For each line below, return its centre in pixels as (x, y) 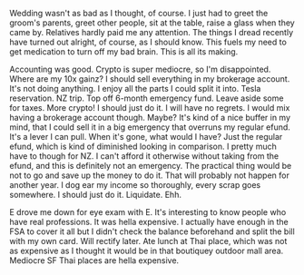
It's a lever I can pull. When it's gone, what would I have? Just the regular (146, 137)
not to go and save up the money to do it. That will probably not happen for (150, 175)
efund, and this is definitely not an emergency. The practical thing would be (151, 166)
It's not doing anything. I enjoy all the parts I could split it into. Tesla (135, 88)
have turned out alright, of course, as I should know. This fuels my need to (148, 42)
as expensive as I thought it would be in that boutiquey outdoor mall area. (147, 250)
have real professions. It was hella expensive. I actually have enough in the (149, 222)
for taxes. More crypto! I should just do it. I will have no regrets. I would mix (150, 108)
